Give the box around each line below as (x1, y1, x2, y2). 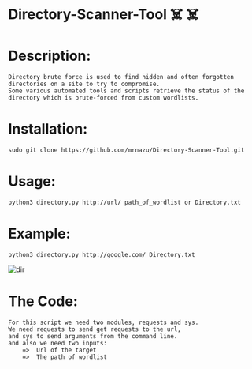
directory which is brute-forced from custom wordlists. (8, 94, 199, 102)
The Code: (8, 292, 78, 311)
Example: (8, 225, 71, 243)
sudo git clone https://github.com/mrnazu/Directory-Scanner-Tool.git (8, 146, 245, 154)
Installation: (8, 120, 88, 138)
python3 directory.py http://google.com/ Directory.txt (8, 250, 195, 258)
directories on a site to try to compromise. (8, 80, 160, 88)
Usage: (8, 172, 57, 190)
